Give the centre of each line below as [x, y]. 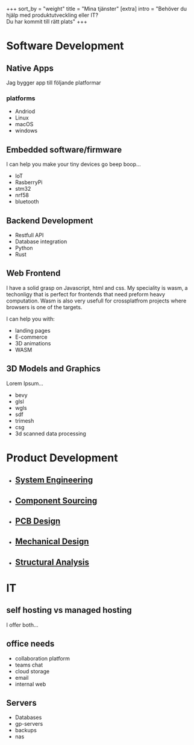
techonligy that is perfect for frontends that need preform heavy [86, 294]
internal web [30, 684]
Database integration [41, 241]
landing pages [33, 330]
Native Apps [30, 68]
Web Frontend [33, 273]
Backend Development [50, 221]
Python [24, 248]
